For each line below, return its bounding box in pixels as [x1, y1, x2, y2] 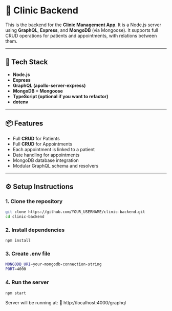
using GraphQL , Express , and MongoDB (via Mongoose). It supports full [5, 27, 159, 33]
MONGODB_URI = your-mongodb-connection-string [5, 262, 102, 267]
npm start [5, 290, 27, 296]
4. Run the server [5, 279, 49, 286]
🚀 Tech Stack [5, 58, 48, 66]
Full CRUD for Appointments [12, 141, 73, 147]
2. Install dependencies [5, 226, 65, 233]
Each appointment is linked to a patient [12, 146, 95, 152]
